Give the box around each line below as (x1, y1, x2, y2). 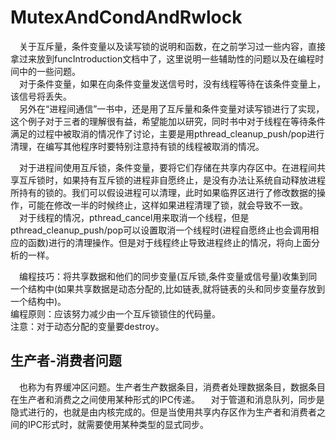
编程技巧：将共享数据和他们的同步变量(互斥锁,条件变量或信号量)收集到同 (19, 270, 318, 282)
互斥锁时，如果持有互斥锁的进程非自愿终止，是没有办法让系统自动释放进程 (18, 174, 326, 186)
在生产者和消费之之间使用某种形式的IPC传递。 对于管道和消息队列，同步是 (10, 393, 325, 405)
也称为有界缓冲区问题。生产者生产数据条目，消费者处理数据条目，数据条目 (19, 381, 326, 393)
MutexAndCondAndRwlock (10, 6, 243, 29)
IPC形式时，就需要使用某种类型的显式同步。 (27, 418, 209, 430)
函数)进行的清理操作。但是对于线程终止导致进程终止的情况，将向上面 (27, 236, 312, 248)
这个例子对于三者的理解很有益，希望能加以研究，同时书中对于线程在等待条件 (10, 115, 326, 127)
